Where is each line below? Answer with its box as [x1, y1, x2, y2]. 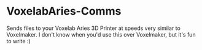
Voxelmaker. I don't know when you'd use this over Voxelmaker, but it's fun [6, 30, 196, 38]
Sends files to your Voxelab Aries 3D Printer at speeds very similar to [6, 24, 181, 32]
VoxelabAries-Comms [6, 4, 122, 18]
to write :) [6, 37, 31, 45]
